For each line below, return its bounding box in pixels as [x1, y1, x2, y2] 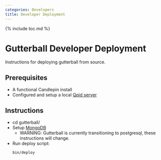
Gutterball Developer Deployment [5, 43, 146, 54]
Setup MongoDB [12, 125, 46, 131]
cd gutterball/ [12, 119, 41, 125]
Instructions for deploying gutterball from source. [5, 59, 106, 65]
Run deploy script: [12, 141, 50, 147]
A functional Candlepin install [12, 87, 72, 93]
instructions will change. [19, 135, 70, 141]
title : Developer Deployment [5, 12, 65, 17]
